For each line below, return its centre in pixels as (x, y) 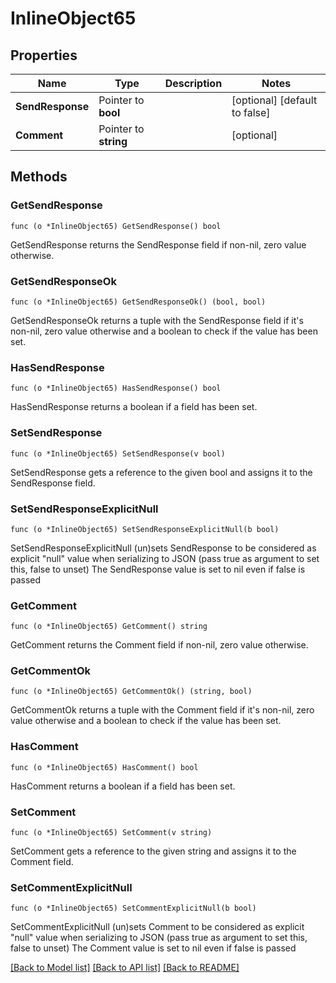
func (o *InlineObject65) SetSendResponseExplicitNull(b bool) (145, 529)
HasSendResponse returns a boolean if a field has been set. (134, 407)
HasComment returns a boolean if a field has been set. (123, 786)
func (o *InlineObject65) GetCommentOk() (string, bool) (131, 692)
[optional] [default (274, 100)
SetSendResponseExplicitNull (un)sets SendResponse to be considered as (163, 548)
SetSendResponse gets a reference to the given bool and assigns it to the (161, 472)
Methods (39, 177)
